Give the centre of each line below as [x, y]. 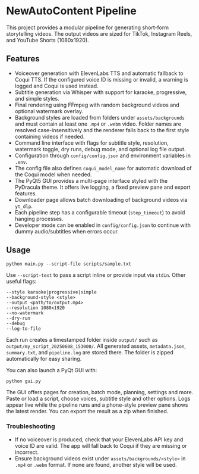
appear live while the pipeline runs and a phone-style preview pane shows [97, 405]
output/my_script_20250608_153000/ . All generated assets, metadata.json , [96, 346]
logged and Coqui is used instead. [57, 86]
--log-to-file [24, 329]
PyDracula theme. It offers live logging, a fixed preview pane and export [103, 187]
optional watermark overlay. [49, 111]
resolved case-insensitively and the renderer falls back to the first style [102, 130]
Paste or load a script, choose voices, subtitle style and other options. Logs [98, 398]
